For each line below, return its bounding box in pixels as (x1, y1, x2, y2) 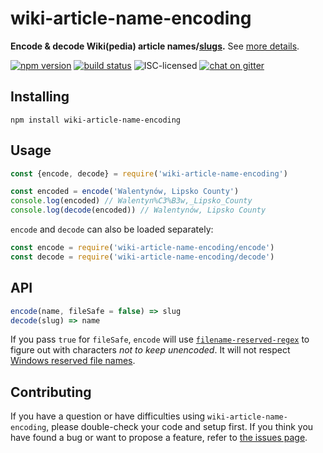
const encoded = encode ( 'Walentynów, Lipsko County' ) (10, 187, 240, 197)
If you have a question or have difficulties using (10, 410, 206, 422)
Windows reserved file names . (10, 355, 136, 367)
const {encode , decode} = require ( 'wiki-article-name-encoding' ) (10, 168, 288, 179)
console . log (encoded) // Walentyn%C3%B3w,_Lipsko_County (10, 196, 253, 206)
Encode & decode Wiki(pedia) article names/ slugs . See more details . (10, 40, 300, 52)
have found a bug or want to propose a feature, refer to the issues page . (10, 432, 308, 444)
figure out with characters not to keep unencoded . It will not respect (10, 344, 291, 356)
